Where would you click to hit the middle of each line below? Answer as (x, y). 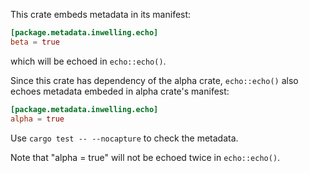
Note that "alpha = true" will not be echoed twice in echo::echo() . (145, 157)
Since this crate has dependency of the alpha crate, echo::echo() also (154, 80)
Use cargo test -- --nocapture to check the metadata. (124, 138)
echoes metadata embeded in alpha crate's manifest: (120, 91)
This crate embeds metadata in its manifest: (101, 14)
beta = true (35, 42)
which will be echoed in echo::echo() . (88, 61)
